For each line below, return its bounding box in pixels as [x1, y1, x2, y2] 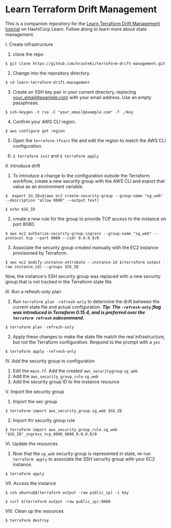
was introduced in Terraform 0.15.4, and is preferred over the [12, 309, 145, 315]
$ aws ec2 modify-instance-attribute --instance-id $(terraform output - [5, 260, 166, 265]
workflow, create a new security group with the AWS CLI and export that [12, 178, 165, 184]
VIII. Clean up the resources [5, 508, 64, 514]
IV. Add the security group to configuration [5, 358, 95, 364]
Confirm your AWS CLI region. [12, 119, 77, 125]
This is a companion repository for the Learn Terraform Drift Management [5, 20, 160, 27]
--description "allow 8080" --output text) [5, 198, 100, 203]
